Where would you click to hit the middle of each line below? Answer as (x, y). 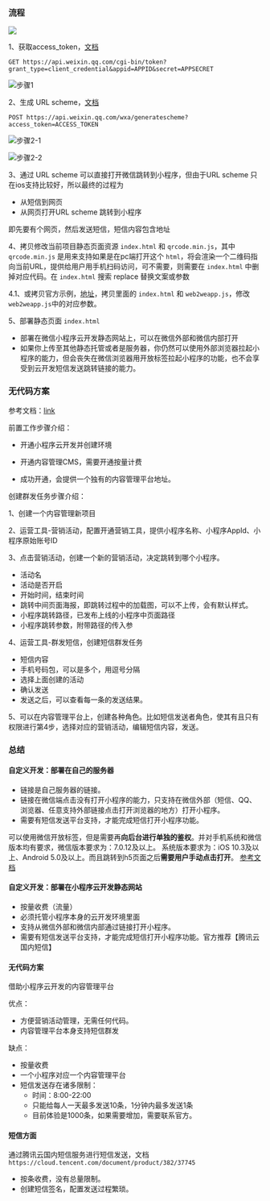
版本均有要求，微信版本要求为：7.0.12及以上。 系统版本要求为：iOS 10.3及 (130, 847)
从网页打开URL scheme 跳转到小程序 (81, 212)
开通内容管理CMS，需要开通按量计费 (81, 462)
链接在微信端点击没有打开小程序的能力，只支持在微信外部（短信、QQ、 (138, 800)
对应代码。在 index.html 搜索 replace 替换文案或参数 (102, 276)
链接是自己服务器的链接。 (62, 790)
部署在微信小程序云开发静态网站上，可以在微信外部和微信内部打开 (129, 338)
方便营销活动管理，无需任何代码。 (76, 1020)
